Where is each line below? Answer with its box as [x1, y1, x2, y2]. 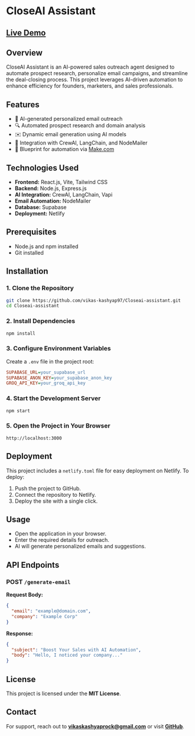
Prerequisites [6, 227, 57, 237]
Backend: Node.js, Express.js [14, 185, 87, 192]
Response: [6, 629, 34, 637]
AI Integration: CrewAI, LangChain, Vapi [14, 191, 113, 198]
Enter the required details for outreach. [14, 536, 109, 544]
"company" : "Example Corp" [11, 613, 78, 619]
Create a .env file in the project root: [6, 358, 95, 365]
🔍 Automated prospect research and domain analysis [14, 122, 146, 129]
